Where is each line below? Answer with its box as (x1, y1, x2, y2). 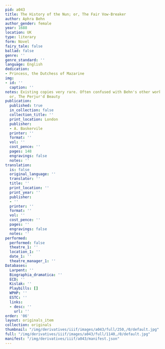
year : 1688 (5, 26, 27, 30)
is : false (9, 167, 29, 172)
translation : (5, 163, 32, 168)
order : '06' (5, 313, 29, 319)
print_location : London (9, 116, 58, 122)
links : (9, 299, 23, 305)
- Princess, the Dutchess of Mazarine (5, 71, 84, 76)
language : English (5, 62, 43, 67)
